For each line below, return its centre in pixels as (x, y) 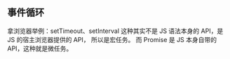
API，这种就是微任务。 (40, 48)
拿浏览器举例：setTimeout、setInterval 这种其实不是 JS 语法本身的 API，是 (115, 31)
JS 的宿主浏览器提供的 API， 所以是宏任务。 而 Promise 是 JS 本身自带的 (112, 39)
